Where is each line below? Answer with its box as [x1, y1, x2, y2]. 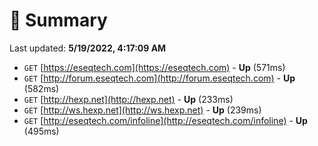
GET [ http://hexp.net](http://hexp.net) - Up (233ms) [23, 93, 234, 105]
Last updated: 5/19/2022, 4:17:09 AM [9, 42, 167, 54]
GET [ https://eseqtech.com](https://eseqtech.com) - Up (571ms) [23, 61, 286, 73]
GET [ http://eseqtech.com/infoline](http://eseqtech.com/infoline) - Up [23, 114, 308, 126]
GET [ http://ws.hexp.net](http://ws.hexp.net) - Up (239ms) [23, 104, 262, 116]
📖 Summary [9, 9, 108, 32]
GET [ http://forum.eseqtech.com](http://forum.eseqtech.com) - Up [23, 72, 296, 84]
